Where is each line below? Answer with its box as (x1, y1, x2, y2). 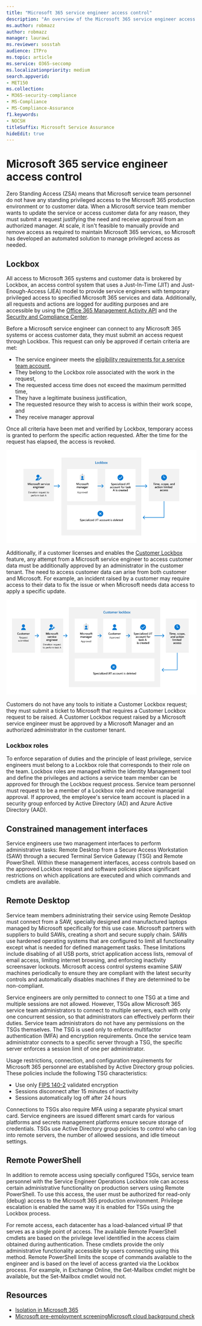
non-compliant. (6, 982, 45, 989)
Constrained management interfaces (6, 824, 148, 834)
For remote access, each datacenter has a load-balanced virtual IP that (6, 1221, 183, 1228)
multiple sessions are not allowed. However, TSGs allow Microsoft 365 (6, 1000, 181, 1007)
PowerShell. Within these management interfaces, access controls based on (6, 859, 196, 867)
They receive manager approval (14, 414, 95, 420)
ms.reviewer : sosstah (6, 42, 61, 48)
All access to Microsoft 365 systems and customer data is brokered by (6, 275, 182, 282)
